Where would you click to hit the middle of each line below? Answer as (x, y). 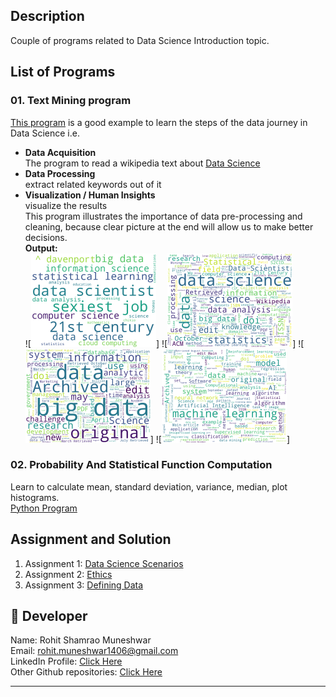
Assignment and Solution (91, 539)
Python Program (44, 508)
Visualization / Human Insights (90, 195)
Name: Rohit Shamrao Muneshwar (81, 640)
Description (47, 16)
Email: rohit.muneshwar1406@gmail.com (94, 651)
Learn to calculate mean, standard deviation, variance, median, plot (149, 486)
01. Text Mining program (71, 101)
